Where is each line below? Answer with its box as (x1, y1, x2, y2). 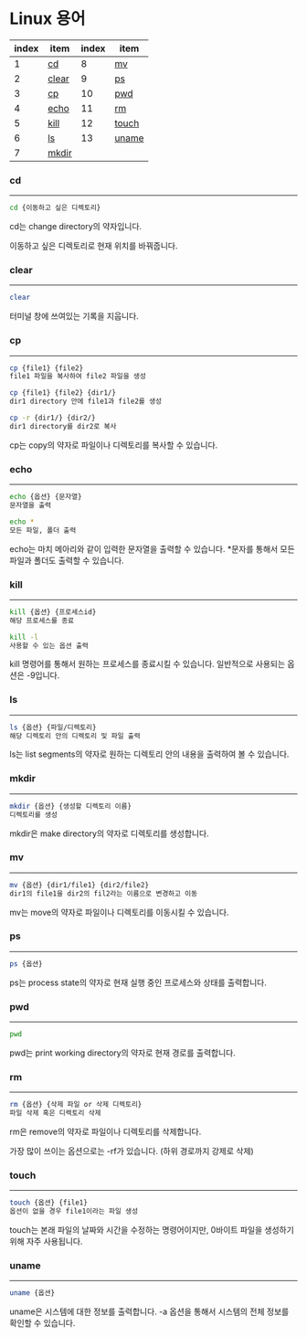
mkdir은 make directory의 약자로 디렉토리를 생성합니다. (9, 828, 209, 839)
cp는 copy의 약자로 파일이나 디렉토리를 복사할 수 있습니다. (9, 440, 218, 451)
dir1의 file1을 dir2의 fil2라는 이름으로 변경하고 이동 (9, 888, 198, 898)
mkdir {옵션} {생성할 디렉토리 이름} (9, 801, 132, 811)
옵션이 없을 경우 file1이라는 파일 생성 (9, 1207, 139, 1216)
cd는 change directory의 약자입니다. (9, 221, 143, 232)
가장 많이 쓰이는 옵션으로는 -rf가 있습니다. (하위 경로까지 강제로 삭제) (9, 1145, 254, 1156)
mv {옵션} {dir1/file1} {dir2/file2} (9, 880, 149, 889)
